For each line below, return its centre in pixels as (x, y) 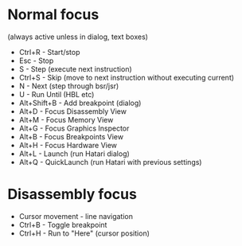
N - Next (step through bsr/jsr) (69, 86)
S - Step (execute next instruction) (75, 68)
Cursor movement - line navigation (76, 216)
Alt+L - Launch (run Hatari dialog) (74, 154)
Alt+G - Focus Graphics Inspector (74, 128)
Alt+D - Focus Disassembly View (72, 111)
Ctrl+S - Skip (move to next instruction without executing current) (127, 77)
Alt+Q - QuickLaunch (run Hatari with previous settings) (110, 162)
